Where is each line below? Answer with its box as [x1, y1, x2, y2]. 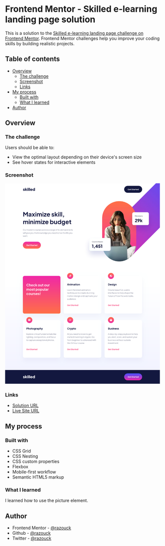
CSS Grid [12, 448, 31, 454]
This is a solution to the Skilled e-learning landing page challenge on [5, 30, 144, 36]
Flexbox [12, 464, 28, 470]
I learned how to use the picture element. [5, 498, 88, 504]
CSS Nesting [12, 454, 38, 459]
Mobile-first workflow [12, 469, 56, 475]
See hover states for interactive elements [12, 159, 96, 165]
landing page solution [5, 14, 96, 25]
